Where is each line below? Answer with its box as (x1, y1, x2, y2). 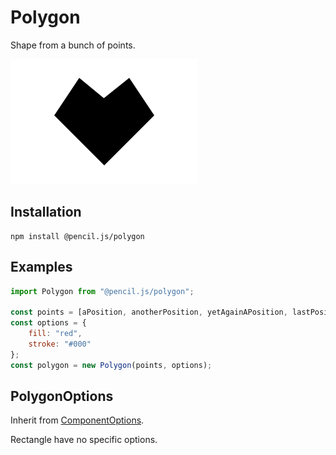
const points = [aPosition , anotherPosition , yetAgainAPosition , (10, 307, 288, 318)
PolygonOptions (10, 387, 114, 405)
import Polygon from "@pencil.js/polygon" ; (10, 286, 195, 296)
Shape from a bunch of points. (10, 39, 136, 51)
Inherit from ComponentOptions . (10, 414, 145, 426)
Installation (10, 204, 82, 221)
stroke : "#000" (28, 339, 92, 349)
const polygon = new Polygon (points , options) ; (10, 360, 213, 370)
